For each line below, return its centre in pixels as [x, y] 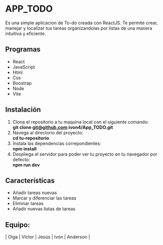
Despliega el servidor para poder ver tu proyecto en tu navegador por [85, 154]
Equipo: [18, 225]
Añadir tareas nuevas [35, 193]
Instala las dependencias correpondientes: [57, 143]
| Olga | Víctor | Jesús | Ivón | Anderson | [48, 237]
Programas [23, 49]
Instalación [23, 110]
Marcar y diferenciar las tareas [44, 198]
